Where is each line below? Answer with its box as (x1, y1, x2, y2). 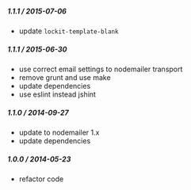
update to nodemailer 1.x (18, 127, 100, 137)
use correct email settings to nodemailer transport (18, 64, 183, 74)
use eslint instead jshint (18, 89, 97, 99)
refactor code (18, 174, 64, 184)
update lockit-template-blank (18, 26, 119, 36)
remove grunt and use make (18, 72, 112, 82)
